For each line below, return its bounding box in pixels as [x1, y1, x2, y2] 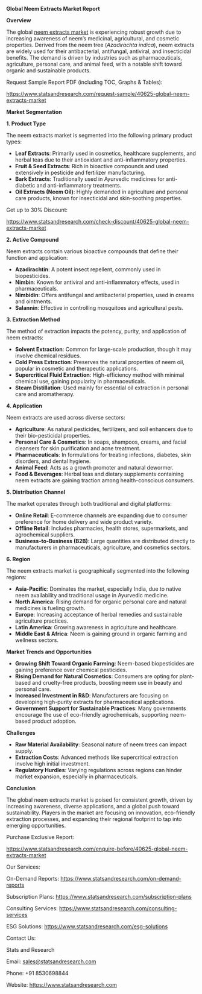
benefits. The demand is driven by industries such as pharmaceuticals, [6, 54, 183, 61]
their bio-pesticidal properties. [14, 432, 91, 439]
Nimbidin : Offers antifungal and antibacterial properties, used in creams [14, 292, 194, 298]
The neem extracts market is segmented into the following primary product [6, 132, 193, 139]
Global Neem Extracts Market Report [6, 5, 101, 12]
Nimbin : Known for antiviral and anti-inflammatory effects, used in [14, 278, 180, 286]
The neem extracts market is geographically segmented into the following [6, 567, 189, 574]
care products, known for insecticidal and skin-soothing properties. [14, 195, 183, 201]
